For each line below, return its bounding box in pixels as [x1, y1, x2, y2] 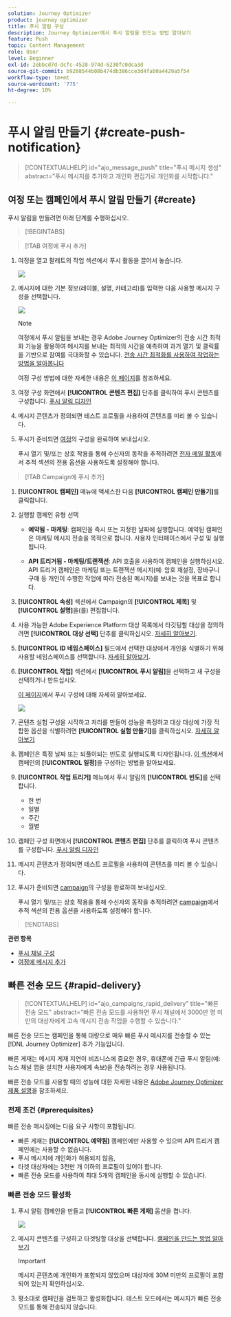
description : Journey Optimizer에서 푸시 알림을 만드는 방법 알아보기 [8, 29, 191, 36]
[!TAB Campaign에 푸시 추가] [24, 472, 105, 481]
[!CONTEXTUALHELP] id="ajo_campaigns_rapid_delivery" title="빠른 [24, 999, 219, 1007]
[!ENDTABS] [24, 920, 59, 928]
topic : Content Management [8, 42, 85, 49]
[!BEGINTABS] [24, 227, 65, 235]
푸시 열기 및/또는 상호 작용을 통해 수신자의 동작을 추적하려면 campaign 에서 [17, 898, 219, 906]
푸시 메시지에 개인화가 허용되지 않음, [17, 1154, 115, 1162]
